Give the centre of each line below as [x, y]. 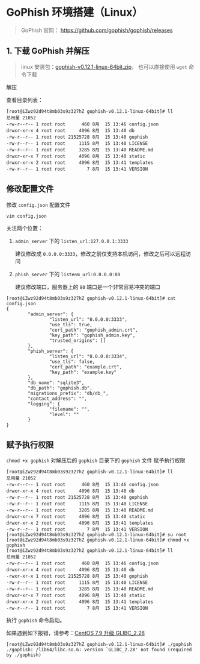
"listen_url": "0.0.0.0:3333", [88, 319]
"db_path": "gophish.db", [60, 388]
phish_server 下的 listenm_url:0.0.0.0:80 [68, 274]
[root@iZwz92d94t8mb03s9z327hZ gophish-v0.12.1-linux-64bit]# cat [91, 298]
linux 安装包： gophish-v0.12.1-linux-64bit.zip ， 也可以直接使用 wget [104, 66]
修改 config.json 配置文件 [38, 204]
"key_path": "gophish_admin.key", [92, 335]
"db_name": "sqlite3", [56, 383]
